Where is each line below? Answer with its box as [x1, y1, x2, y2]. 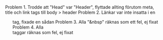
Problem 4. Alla [12, 24, 44, 30]
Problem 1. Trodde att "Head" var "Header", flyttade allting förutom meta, [5, 4, 155, 10]
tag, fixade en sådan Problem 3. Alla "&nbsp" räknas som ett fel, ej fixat [12, 19, 159, 25]
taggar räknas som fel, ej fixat [12, 30, 73, 35]
